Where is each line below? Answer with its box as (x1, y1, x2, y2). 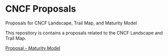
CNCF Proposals (5, 3, 76, 15)
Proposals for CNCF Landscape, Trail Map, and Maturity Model (5, 20, 137, 26)
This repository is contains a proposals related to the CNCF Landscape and (5, 30, 163, 36)
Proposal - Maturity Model (5, 45, 61, 51)
